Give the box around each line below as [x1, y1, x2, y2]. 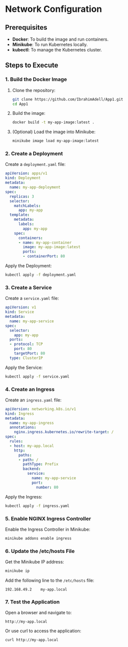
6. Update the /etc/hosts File [5, 547, 75, 554]
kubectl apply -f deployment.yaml [5, 272, 77, 278]
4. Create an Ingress [5, 386, 55, 393]
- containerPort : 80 [23, 254, 65, 259]
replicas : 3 [9, 194, 35, 199]
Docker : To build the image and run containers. [12, 36, 109, 42]
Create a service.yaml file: [5, 296, 59, 301]
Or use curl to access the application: [5, 628, 82, 634]
